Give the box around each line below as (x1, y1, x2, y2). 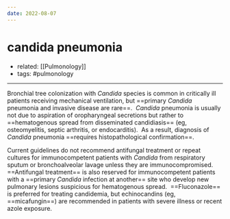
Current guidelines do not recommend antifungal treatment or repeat (7, 146, 201, 154)
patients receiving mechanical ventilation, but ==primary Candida (7, 96, 192, 105)
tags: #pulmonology (16, 69, 74, 77)
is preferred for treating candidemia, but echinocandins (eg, (7, 190, 176, 198)
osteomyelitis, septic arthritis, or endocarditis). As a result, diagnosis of (7, 125, 210, 133)
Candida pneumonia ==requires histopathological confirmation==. (7, 133, 194, 141)
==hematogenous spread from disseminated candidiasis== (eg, (7, 118, 187, 127)
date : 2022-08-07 (7, 10, 57, 17)
